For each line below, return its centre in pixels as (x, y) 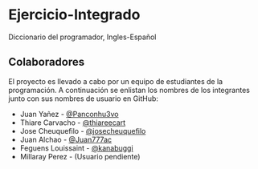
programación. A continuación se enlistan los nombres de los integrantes (129, 90)
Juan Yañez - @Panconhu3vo (69, 114)
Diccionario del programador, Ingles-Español (82, 37)
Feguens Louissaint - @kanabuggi (77, 148)
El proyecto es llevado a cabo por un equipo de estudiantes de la (116, 81)
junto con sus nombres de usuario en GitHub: (84, 99)
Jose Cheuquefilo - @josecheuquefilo (83, 131)
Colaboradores (47, 62)
